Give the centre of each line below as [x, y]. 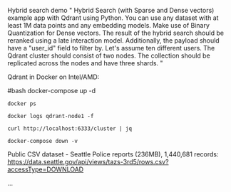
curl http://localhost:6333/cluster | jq [70, 129]
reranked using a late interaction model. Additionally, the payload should [113, 41]
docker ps [22, 104]
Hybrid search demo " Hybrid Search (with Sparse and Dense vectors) [111, 10]
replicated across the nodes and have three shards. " [85, 63]
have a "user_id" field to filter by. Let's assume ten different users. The [111, 48]
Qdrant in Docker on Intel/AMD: [53, 77]
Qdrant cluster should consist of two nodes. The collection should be [109, 55]
